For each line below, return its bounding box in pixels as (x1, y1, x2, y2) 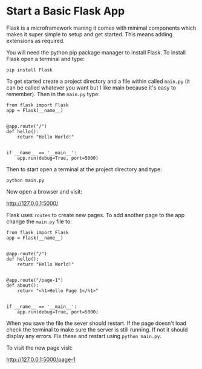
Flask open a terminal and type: (6, 55, 85, 62)
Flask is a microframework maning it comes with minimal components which (6, 24, 197, 31)
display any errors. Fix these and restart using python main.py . (6, 332, 161, 339)
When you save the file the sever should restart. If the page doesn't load (6, 319, 186, 327)
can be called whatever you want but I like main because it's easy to (6, 83, 177, 91)
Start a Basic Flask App (6, 4, 125, 18)
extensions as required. (6, 37, 65, 44)
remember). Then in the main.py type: (6, 90, 100, 97)
